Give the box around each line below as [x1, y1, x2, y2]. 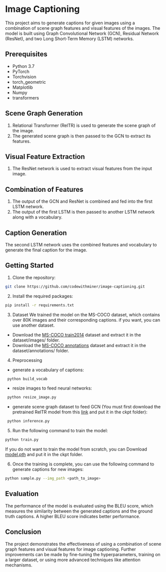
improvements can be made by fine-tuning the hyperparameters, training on [5, 551, 161, 557]
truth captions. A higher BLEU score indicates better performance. [5, 513, 140, 519]
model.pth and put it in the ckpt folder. [5, 452, 83, 458]
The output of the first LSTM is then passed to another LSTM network [12, 209, 155, 215]
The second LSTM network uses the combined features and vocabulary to [5, 242, 157, 247]
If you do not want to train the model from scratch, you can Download [5, 446, 147, 452]
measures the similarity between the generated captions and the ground [5, 508, 153, 514]
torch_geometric [12, 79, 46, 85]
